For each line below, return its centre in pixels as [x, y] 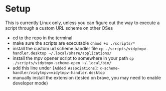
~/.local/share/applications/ [80, 53]
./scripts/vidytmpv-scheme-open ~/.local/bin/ [62, 63]
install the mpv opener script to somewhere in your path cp [73, 58]
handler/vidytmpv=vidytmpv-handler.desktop [59, 73]
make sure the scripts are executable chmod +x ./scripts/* [74, 43]
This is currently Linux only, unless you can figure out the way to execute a [82, 23]
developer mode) [30, 83]
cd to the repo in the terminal [42, 38]
